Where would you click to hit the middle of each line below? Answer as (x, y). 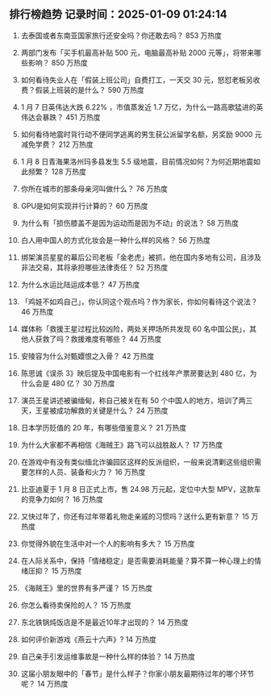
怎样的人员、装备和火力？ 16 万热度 (87, 472)
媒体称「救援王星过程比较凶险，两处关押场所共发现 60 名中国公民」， (135, 328)
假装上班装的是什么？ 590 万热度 (90, 90)
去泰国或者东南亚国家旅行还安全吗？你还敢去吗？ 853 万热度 (121, 35)
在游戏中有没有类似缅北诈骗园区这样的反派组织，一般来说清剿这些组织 (138, 461)
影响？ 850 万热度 (58, 62)
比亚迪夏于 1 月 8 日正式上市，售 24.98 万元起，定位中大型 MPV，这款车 (141, 489)
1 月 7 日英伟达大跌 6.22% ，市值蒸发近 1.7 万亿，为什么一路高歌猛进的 (138, 106)
